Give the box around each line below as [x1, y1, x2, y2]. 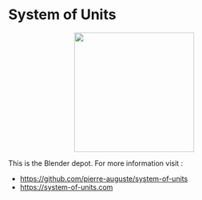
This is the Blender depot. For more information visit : [8, 158, 184, 168]
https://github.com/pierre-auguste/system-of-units [19, 174, 188, 183]
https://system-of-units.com [19, 182, 113, 192]
